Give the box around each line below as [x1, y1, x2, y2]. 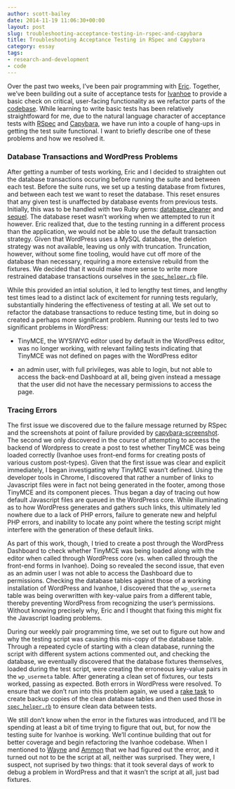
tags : [7, 50, 23, 57]
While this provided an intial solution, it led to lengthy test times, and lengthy [7, 285, 228, 294]
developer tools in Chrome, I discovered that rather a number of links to [7, 474, 214, 482]
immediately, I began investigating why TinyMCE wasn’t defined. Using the [7, 466, 223, 474]
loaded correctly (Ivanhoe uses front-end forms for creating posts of [7, 451, 206, 459]
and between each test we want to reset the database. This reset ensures [7, 190, 220, 198]
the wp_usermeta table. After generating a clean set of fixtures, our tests [7, 672, 213, 681]
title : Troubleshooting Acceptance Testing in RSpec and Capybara [7, 37, 206, 44]
